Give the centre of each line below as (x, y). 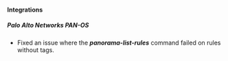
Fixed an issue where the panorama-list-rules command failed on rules (119, 42)
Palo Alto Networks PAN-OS (48, 25)
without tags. (36, 50)
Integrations (25, 10)
